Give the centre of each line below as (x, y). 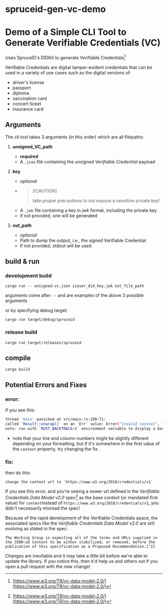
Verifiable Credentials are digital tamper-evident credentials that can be (79, 67)
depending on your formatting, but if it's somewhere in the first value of (86, 443)
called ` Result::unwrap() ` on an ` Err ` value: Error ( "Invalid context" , (82, 424)
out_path (22, 225)
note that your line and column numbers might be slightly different (80, 438)
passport (22, 88)
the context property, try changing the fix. (55, 449)
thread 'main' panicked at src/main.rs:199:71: (56, 419)
